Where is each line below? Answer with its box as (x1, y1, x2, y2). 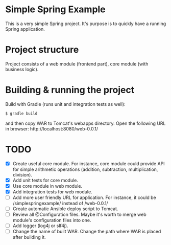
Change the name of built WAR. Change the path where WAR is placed (12, 229, 161, 235)
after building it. (12, 234, 46, 240)
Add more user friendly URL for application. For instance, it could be (12, 194, 157, 201)
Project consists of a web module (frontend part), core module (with (5, 60, 149, 67)
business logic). (5, 66, 39, 72)
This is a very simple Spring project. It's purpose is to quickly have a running (5, 20, 166, 27)
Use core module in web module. (12, 183, 83, 189)
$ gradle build (5, 111, 38, 116)
